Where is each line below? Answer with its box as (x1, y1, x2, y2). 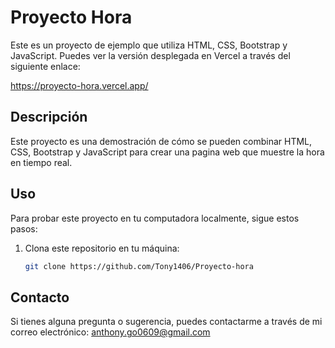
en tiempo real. (10, 156, 73, 168)
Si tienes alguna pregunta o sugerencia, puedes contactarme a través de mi (10, 316, 323, 328)
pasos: (10, 222, 38, 235)
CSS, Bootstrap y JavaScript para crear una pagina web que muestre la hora (10, 146, 325, 158)
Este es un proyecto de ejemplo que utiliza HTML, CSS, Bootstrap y (10, 39, 288, 51)
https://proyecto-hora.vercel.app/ (10, 79, 149, 91)
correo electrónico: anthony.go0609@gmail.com (10, 326, 211, 338)
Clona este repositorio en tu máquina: (24, 242, 180, 254)
